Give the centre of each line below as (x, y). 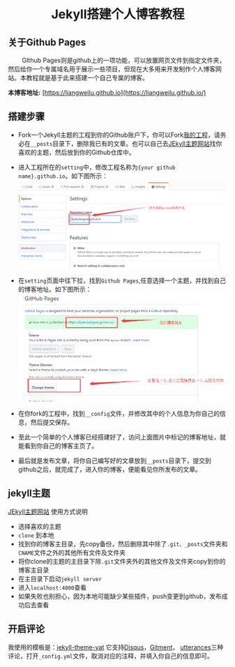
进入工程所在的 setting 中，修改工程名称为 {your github (97, 167)
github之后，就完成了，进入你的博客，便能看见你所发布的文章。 (109, 470)
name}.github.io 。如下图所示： (63, 176)
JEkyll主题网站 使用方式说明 (48, 511)
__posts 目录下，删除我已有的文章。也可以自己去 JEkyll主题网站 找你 (126, 143)
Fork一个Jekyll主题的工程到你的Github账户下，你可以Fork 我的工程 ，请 (119, 135)
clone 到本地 (36, 535)
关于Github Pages (47, 42)
